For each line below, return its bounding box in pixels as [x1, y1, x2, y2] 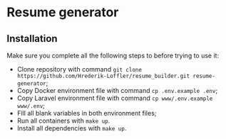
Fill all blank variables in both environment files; [16, 109, 157, 117]
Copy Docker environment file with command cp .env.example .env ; [16, 87, 218, 94]
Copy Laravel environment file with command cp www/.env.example [16, 94, 213, 102]
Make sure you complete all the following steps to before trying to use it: [6, 51, 219, 60]
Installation [6, 33, 58, 45]
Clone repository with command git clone [16, 65, 142, 73]
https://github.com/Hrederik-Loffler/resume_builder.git [16, 72, 190, 79]
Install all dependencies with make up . [16, 124, 127, 132]
